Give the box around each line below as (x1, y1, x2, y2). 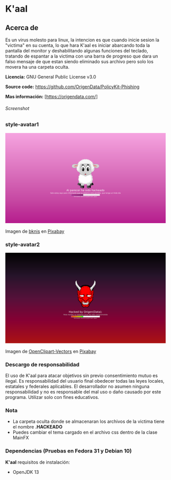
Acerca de (5, 23, 39, 32)
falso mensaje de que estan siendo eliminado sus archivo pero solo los (5, 59, 154, 64)
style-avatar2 (5, 241, 40, 248)
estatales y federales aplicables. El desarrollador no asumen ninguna (5, 383, 150, 390)
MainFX (12, 435, 29, 441)
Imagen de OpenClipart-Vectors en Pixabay (5, 348, 97, 354)
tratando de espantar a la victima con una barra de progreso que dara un (5, 53, 158, 59)
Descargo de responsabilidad (5, 361, 80, 368)
